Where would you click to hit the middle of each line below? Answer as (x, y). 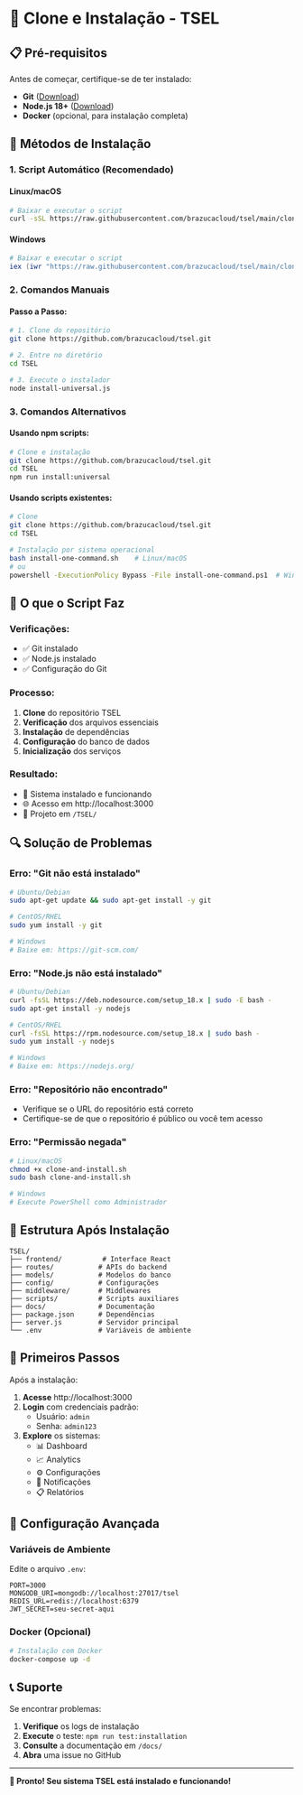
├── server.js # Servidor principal (94, 1322)
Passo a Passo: (38, 312)
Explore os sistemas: (61, 1436)
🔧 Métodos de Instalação (80, 144)
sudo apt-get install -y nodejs (70, 1009)
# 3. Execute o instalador (60, 380)
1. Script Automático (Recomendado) (92, 170)
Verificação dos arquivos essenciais (91, 722)
